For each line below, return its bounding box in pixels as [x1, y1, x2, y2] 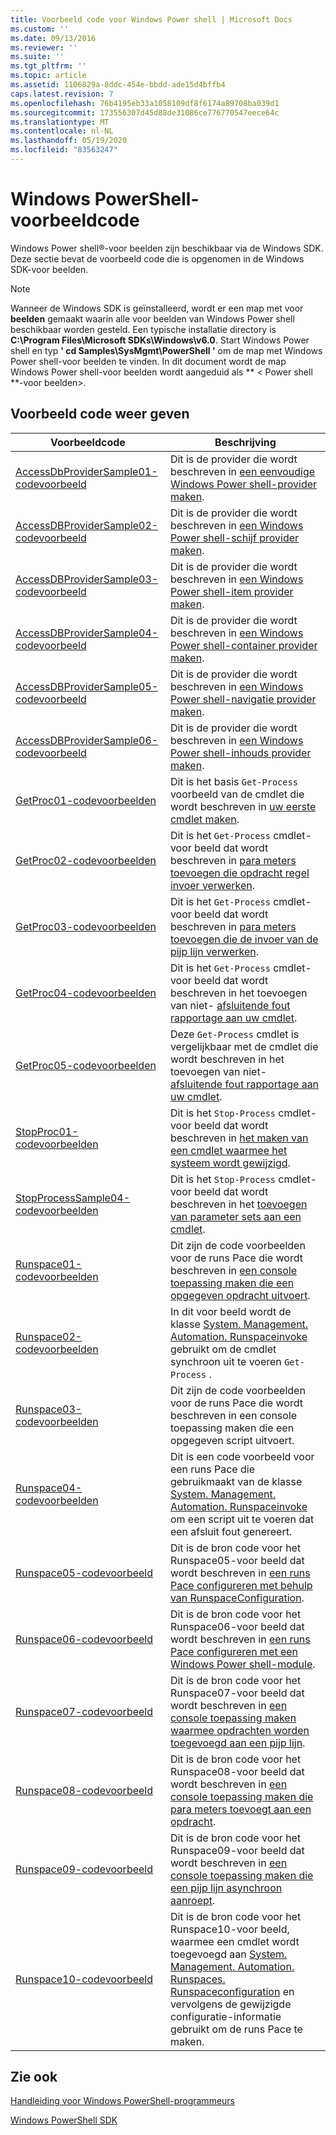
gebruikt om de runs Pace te [169, 2022, 303, 2036]
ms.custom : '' [10, 24, 70, 34]
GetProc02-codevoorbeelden [15, 853, 157, 867]
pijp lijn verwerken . [169, 944, 260, 958]
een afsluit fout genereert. [169, 1524, 293, 1538]
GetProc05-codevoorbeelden [15, 1058, 157, 1072]
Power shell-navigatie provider [169, 692, 317, 706]
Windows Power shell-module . [169, 1657, 316, 1671]
